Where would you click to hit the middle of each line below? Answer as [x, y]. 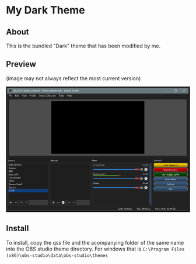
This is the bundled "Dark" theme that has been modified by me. [83, 46]
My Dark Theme [46, 10]
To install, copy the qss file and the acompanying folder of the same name [95, 242]
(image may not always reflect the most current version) [73, 78]
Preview [21, 64]
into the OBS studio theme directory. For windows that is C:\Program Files [95, 249]
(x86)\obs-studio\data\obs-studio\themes [57, 255]
